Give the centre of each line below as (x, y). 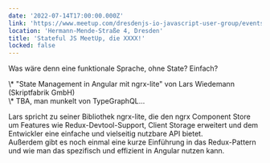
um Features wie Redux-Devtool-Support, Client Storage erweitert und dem (133, 125)
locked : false (32, 46)
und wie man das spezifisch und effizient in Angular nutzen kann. (117, 151)
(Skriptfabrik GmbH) (41, 92)
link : (17, 23)
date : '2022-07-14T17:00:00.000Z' (66, 16)
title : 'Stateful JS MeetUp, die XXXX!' (77, 38)
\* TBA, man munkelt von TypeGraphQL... (77, 101)
